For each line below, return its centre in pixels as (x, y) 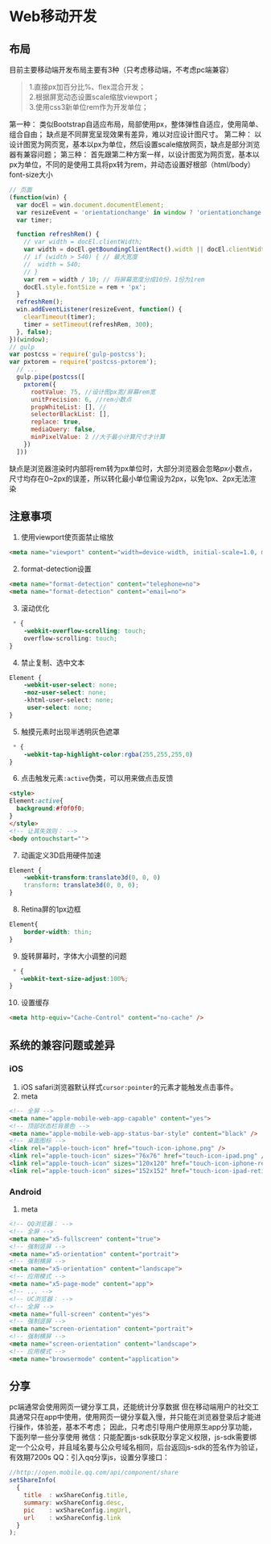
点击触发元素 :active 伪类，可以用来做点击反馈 (97, 778)
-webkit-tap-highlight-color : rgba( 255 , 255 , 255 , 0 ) (109, 754)
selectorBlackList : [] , (70, 415)
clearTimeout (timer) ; (60, 317)
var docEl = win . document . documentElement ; (90, 205)
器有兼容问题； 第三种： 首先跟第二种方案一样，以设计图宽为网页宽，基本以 (134, 154)
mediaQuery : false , (63, 430)
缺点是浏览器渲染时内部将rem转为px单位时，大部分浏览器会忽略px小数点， (133, 468)
